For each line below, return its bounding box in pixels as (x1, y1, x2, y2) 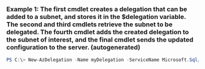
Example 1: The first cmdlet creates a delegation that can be (6, 5, 187, 13)
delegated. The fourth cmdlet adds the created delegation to (6, 27, 189, 36)
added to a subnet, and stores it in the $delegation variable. (6, 12, 186, 21)
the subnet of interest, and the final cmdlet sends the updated (6, 35, 194, 44)
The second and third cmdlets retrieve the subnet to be (6, 20, 173, 29)
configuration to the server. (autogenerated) (6, 43, 141, 51)
